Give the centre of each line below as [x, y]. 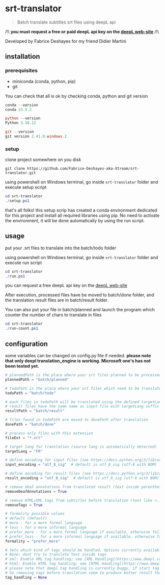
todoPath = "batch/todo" [30, 393]
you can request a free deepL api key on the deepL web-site [66, 286]
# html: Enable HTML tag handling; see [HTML [52, 564]
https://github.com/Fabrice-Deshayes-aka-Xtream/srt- [83, 169]
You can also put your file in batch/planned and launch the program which [80, 310]
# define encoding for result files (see [48, 474]
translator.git [21, 173]
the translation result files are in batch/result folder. [57, 300]
